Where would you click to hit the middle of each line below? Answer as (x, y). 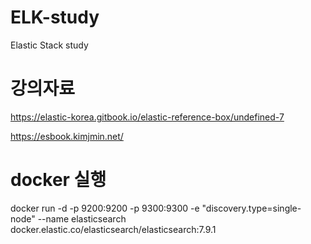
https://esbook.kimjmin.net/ (67, 136)
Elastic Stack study (49, 45)
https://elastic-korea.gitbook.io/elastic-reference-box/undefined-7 (147, 117)
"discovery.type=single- (251, 208)
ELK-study (55, 17)
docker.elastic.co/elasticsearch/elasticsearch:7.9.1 (113, 229)
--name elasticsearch (82, 218)
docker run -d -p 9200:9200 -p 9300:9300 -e (105, 208)
